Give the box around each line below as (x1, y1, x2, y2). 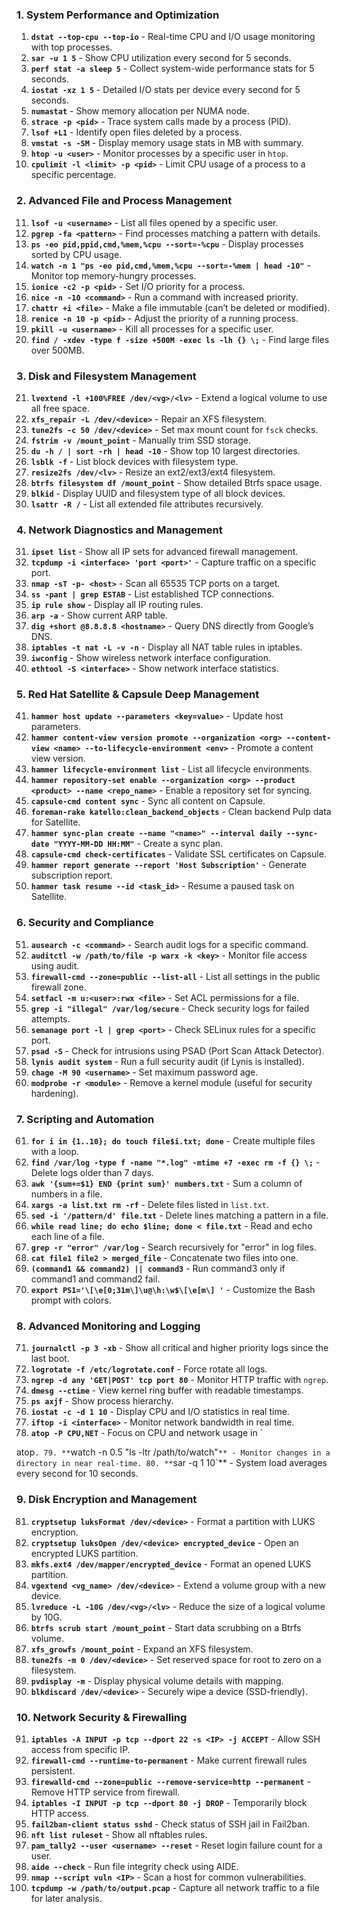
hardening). (30, 1087, 79, 1099)
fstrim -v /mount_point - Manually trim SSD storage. (30, 434, 251, 446)
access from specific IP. (30, 1743, 131, 1755)
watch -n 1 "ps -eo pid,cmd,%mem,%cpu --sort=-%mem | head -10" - (30, 259, 311, 271)
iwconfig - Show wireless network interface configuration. (30, 652, 272, 664)
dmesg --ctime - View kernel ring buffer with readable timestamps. (30, 1384, 304, 1397)
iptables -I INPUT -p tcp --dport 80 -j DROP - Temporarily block (30, 1796, 308, 1808)
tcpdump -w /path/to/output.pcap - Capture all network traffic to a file (30, 1881, 320, 1893)
